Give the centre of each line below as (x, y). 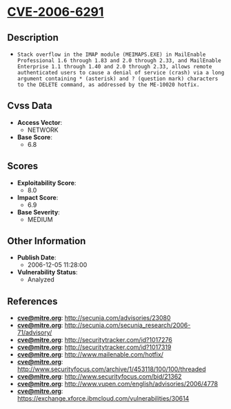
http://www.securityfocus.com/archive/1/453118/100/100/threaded (111, 369)
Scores (23, 166)
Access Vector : (40, 122)
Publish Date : (37, 258)
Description (33, 38)
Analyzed (41, 279)
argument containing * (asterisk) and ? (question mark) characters (118, 79)
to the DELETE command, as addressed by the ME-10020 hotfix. (108, 85)
